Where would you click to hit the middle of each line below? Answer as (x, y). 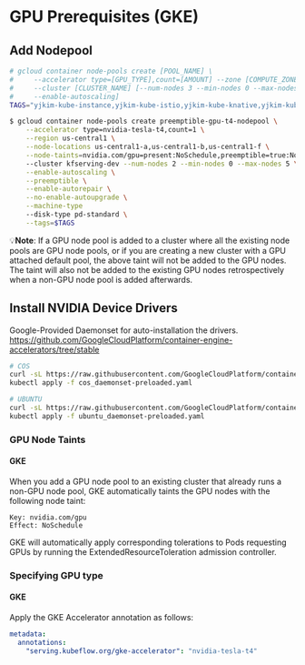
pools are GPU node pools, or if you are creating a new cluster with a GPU (148, 250)
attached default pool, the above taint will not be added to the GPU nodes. (148, 260)
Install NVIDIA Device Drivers (94, 308)
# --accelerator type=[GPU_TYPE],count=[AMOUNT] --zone (126, 79)
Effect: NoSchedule (46, 525)
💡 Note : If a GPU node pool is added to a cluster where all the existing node (150, 240)
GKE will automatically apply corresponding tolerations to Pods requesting (148, 542)
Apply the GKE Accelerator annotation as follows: (101, 618)
